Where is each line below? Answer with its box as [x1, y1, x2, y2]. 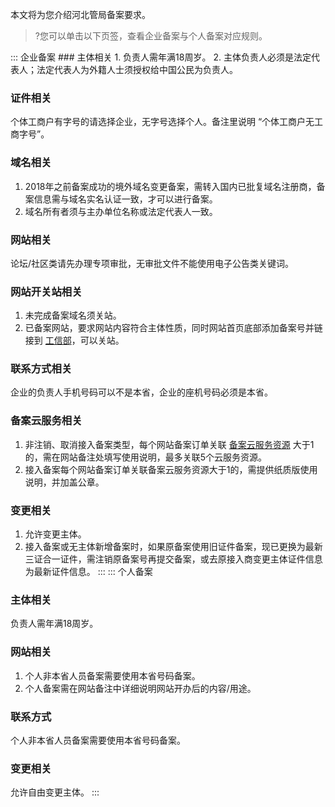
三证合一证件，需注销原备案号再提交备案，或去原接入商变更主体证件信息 [24, 553, 323, 565]
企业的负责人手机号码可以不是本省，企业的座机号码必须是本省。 [10, 386, 273, 398]
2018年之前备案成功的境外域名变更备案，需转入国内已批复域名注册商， [24, 180, 317, 192]
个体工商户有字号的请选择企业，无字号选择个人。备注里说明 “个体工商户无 [10, 116, 315, 128]
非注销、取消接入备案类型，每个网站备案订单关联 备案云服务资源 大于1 [24, 438, 315, 450]
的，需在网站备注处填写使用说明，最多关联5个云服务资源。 [24, 451, 268, 463]
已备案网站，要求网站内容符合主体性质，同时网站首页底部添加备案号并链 [24, 322, 323, 334]
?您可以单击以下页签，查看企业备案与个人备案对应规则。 [34, 30, 268, 42]
